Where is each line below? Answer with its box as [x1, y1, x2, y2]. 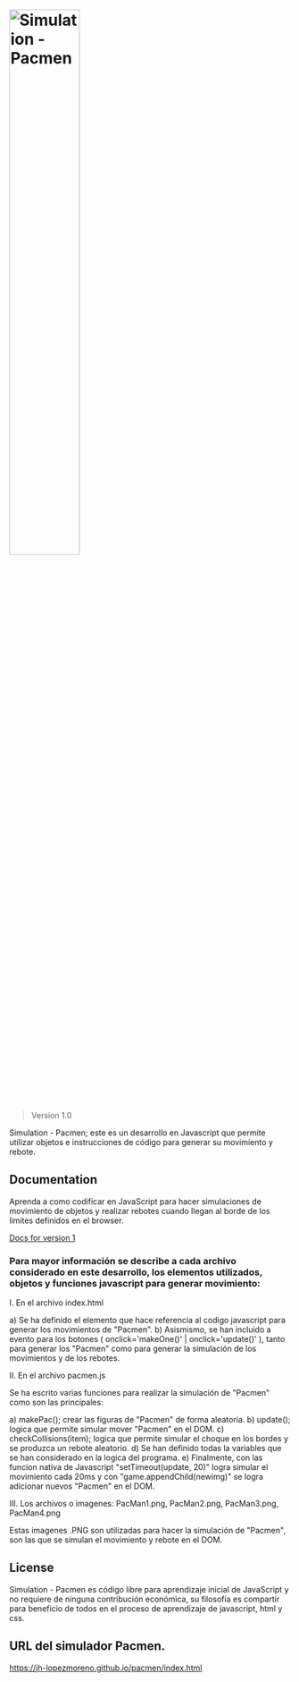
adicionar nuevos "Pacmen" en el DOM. [9, 1481, 155, 1491]
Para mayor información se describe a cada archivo [9, 1254, 237, 1267]
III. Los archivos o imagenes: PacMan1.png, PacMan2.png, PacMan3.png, [9, 1499, 279, 1509]
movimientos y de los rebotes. [9, 1353, 120, 1363]
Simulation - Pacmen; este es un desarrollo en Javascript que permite [9, 1127, 266, 1138]
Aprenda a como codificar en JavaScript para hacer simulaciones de [9, 1195, 262, 1207]
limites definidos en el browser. [9, 1215, 124, 1226]
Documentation [9, 1172, 98, 1187]
